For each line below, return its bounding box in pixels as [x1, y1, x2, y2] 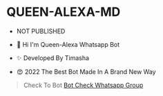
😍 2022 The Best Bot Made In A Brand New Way [16, 67, 156, 76]
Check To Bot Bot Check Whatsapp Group [23, 81, 144, 89]
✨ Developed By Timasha [16, 53, 90, 62]
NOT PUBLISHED [16, 27, 66, 35]
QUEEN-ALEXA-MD [6, 4, 121, 20]
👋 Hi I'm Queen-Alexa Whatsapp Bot [16, 40, 120, 48]
